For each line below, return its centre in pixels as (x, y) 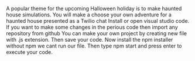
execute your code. (29, 52)
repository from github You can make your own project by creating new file (97, 33)
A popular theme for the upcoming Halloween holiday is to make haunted (94, 9)
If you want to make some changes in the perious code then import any (92, 27)
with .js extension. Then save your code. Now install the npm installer (90, 40)
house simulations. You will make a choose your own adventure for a (89, 15)
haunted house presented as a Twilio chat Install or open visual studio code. (98, 21)
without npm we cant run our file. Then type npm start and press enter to (94, 46)
